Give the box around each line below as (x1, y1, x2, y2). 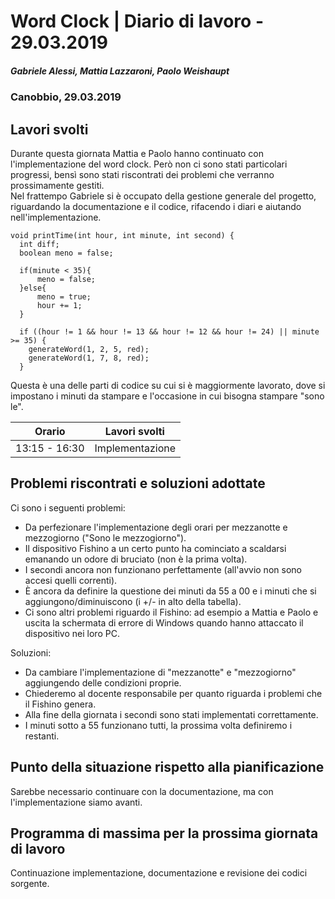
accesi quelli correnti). (24, 574, 118, 586)
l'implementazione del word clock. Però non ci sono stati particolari (10, 158, 288, 170)
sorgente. (10, 878, 50, 890)
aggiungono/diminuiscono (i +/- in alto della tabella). (24, 595, 242, 607)
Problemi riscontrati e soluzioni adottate (10, 475, 266, 492)
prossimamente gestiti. (10, 179, 105, 191)
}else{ (19, 283, 47, 293)
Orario (34, 424, 66, 438)
